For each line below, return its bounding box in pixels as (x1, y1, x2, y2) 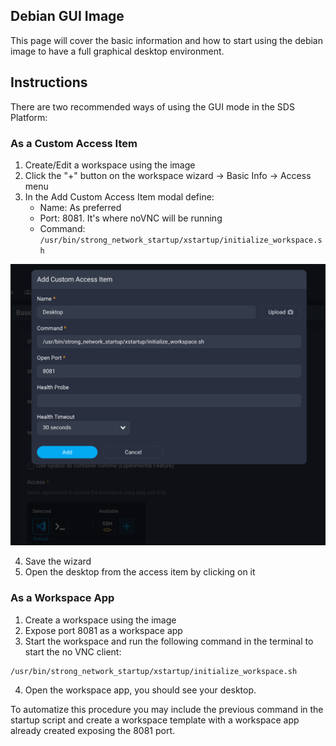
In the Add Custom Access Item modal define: (24, 190, 215, 203)
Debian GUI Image (10, 8, 125, 25)
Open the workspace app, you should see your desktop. (24, 684, 257, 696)
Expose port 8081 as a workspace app (24, 624, 183, 636)
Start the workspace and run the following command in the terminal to (24, 635, 314, 647)
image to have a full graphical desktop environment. (10, 45, 225, 57)
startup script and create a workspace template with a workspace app (10, 714, 300, 726)
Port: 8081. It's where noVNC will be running (39, 212, 223, 224)
